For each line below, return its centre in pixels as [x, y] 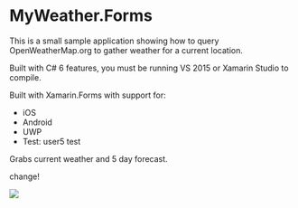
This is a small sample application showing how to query [114, 41]
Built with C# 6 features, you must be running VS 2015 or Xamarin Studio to [149, 68]
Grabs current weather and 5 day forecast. [89, 158]
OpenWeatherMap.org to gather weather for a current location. [126, 50]
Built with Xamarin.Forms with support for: [88, 95]
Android [37, 122]
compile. [26, 77]
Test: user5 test [51, 141]
